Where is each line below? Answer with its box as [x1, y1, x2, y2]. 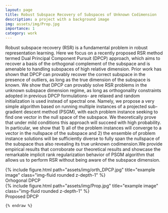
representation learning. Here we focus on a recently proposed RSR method [5, 50, 163, 56]
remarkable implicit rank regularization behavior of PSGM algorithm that [5, 152, 155, 158]
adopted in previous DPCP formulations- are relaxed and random [5, 93, 140, 99]
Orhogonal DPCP [5, 177, 41, 183]
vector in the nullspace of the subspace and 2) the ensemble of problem [5, 130, 155, 136]
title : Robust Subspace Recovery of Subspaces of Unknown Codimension [5, 12, 157, 17]
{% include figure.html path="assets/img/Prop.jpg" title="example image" [5, 183, 158, 189]
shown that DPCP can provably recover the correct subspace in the [5, 72, 146, 77]
